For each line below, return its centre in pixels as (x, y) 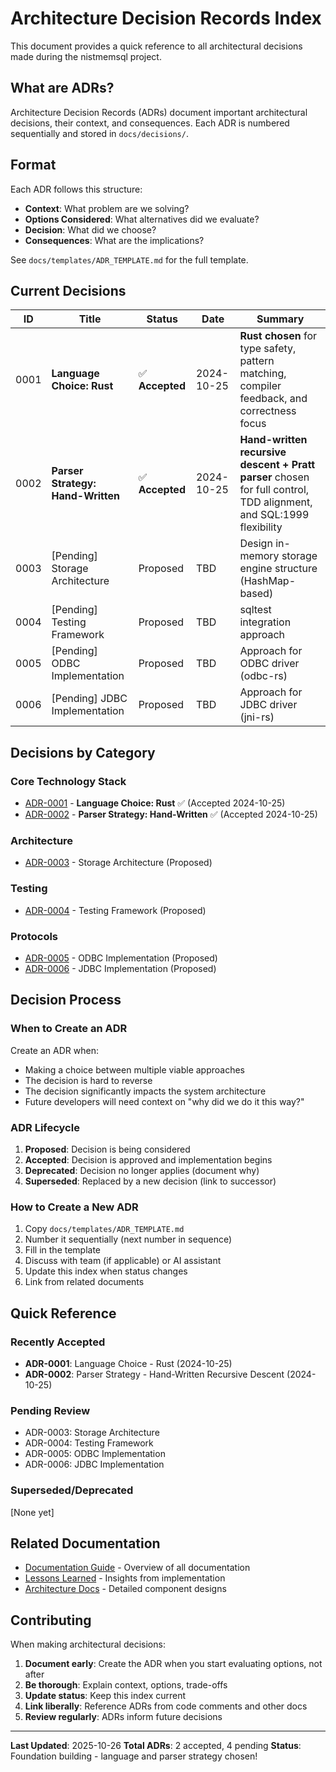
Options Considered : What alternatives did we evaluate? (142, 219)
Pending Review (50, 1410)
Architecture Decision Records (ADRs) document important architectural (159, 112)
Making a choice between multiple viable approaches (135, 1069)
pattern (257, 361)
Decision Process (66, 1000)
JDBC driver (268, 705)
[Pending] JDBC (89, 699)
